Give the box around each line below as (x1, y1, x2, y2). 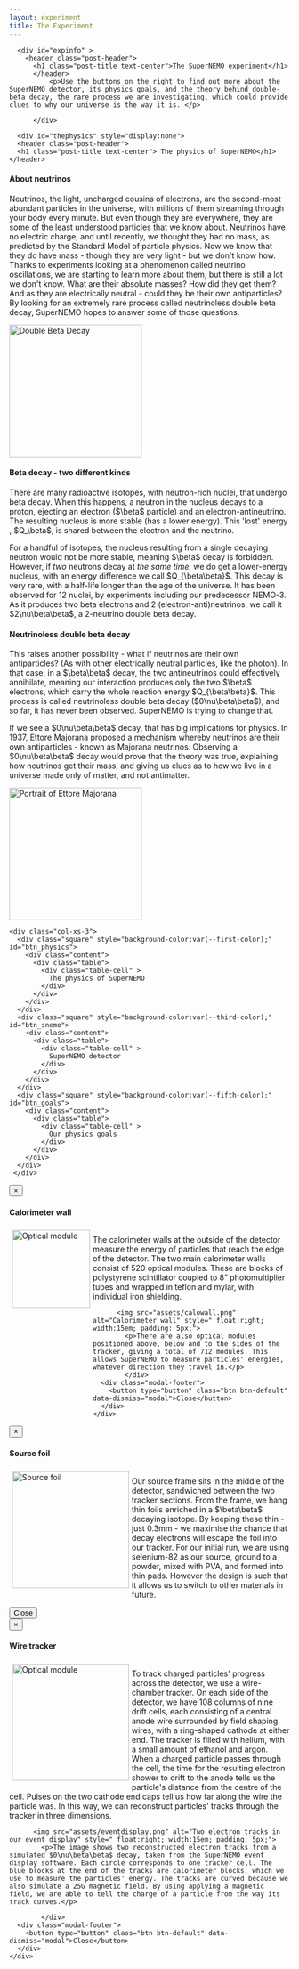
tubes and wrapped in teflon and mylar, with (93, 1282, 255, 1292)
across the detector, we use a (132, 1677, 240, 1688)
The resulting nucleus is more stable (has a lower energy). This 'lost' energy (9, 515, 288, 526)
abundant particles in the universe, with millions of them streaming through (9, 202, 285, 214)
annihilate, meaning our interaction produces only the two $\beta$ (9, 677, 252, 688)
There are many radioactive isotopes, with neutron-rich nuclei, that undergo (9, 487, 287, 498)
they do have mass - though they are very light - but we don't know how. (9, 250, 276, 261)
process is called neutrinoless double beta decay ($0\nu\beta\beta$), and (9, 696, 280, 707)
